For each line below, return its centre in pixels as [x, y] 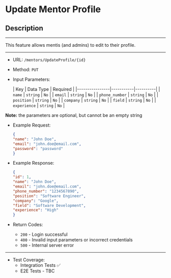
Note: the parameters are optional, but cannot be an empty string [74, 115]
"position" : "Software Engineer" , [49, 196]
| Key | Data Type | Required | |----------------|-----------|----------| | [86, 89]
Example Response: [33, 163]
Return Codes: [28, 225]
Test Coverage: [28, 260]
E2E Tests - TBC [37, 271]
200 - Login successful [44, 234]
